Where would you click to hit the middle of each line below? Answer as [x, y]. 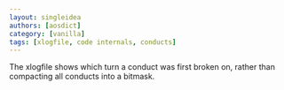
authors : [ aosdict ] [45, 26]
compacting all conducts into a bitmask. [82, 77]
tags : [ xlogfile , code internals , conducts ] [93, 42]
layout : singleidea [45, 17]
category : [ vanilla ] [47, 34]
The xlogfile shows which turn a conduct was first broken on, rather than [142, 67]
